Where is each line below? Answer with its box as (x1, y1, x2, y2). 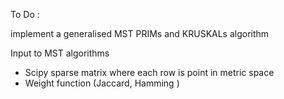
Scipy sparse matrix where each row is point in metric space (24, 67, 275, 78)
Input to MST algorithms (10, 47, 110, 59)
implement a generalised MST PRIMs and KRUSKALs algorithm (10, 28, 270, 39)
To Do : (10, 9, 40, 20)
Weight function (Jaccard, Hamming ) (24, 77, 180, 89)
